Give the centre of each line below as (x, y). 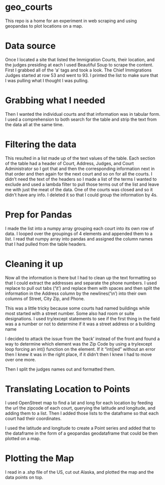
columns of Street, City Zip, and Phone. (45, 298)
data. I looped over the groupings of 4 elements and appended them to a (79, 234)
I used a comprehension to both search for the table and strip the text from (81, 119)
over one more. (20, 359)
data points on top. (24, 477)
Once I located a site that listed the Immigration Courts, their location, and (80, 59)
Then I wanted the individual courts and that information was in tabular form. (83, 114)
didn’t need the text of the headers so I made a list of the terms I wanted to (81, 179)
